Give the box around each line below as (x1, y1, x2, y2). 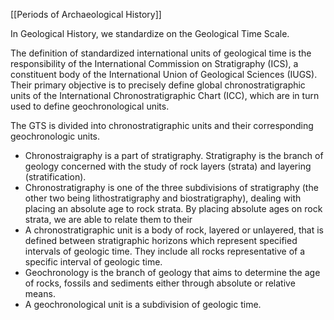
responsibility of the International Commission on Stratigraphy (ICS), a (10, 58, 299, 69)
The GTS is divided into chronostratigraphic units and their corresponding (10, 120, 314, 131)
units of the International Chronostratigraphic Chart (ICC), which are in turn (10, 90, 320, 101)
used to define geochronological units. (10, 100, 170, 112)
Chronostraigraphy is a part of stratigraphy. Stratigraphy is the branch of (24, 150, 324, 161)
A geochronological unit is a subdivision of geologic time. (24, 299, 262, 310)
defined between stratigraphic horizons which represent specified (24, 235, 298, 246)
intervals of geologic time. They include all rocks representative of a (24, 245, 306, 257)
